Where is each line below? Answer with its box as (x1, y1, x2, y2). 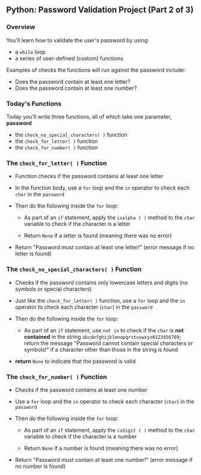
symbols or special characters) (14, 285, 92, 293)
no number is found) (14, 462, 66, 470)
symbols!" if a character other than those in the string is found (23, 346, 179, 353)
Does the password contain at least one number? (14, 84, 137, 92)
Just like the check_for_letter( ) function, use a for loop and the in (14, 297, 185, 304)
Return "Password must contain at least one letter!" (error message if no (14, 244, 194, 251)
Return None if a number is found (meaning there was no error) (23, 444, 179, 452)
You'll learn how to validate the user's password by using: (6, 36, 149, 44)
